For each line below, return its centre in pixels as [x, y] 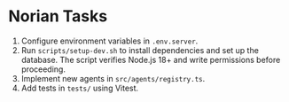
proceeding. [43, 69]
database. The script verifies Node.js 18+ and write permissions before [151, 59]
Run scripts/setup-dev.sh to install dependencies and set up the [140, 50]
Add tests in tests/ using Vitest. [80, 88]
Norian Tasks [58, 16]
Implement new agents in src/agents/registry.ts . [113, 78]
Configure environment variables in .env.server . [109, 41]
